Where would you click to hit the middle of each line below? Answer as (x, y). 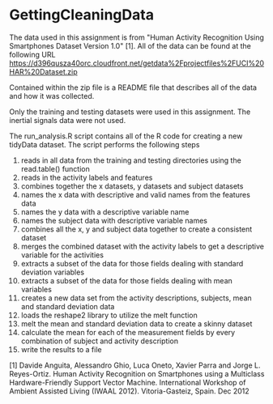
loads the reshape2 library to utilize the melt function (109, 315)
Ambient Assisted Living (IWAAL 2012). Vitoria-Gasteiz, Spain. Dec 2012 (129, 391)
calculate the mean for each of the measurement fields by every (128, 332)
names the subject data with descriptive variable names (114, 220)
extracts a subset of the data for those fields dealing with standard (132, 263)
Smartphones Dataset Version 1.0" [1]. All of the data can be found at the (130, 45)
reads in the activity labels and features (87, 177)
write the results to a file (61, 349)
